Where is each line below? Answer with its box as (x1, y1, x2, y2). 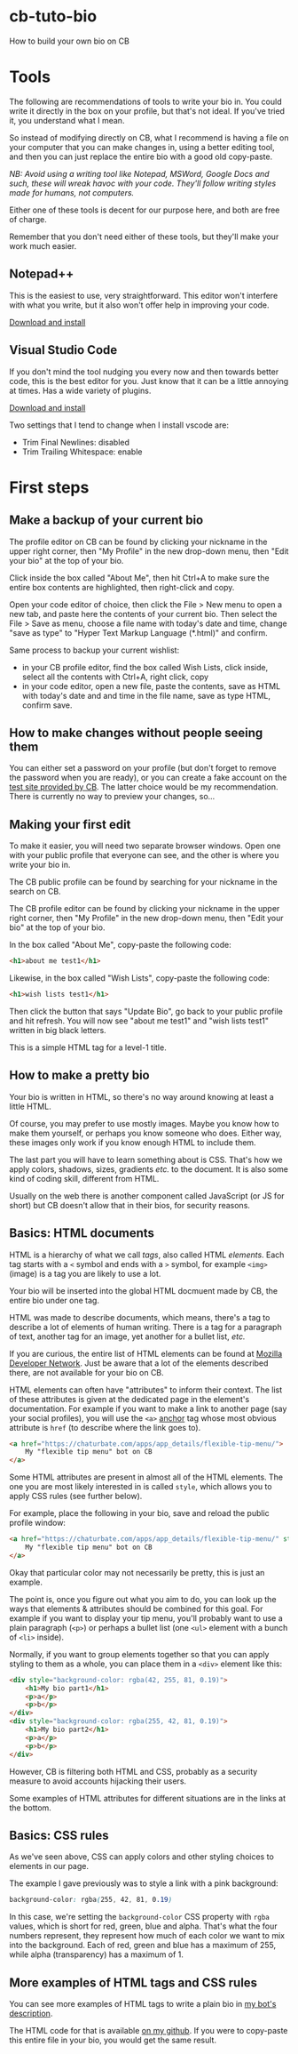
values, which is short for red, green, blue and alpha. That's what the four (9, 1921, 278, 1931)
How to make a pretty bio (9, 1068, 150, 1083)
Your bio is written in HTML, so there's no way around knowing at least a (9, 1091, 275, 1102)
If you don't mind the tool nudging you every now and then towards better (9, 366, 279, 377)
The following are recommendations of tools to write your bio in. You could (9, 96, 282, 107)
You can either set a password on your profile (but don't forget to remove (9, 763, 277, 774)
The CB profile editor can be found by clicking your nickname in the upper (9, 903, 280, 914)
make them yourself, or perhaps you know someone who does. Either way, (9, 1127, 282, 1138)
